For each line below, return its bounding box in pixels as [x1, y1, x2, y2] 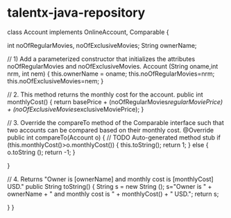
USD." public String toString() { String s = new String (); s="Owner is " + [7, 182, 212, 190]
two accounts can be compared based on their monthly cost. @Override [7, 126, 214, 134]
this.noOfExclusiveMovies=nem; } [7, 76, 104, 85]
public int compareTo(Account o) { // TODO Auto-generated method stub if [7, 133, 221, 142]
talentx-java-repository [7, 5, 146, 21]
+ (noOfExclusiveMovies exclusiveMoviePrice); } [7, 105, 144, 113]
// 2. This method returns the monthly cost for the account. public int [7, 90, 203, 99]
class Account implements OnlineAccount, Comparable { [7, 28, 169, 36]
